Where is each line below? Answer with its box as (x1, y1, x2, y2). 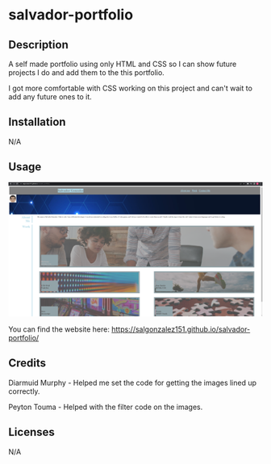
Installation (8, 115, 66, 129)
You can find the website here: (8, 324, 110, 334)
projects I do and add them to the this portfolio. (8, 68, 165, 77)
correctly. (8, 386, 40, 396)
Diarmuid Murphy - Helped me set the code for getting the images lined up (8, 378, 256, 387)
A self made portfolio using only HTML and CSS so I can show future (8, 59, 237, 69)
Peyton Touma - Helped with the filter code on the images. (8, 402, 203, 412)
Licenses (8, 425, 55, 439)
